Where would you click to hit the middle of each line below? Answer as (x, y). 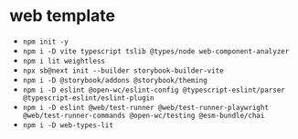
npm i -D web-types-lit (68, 125)
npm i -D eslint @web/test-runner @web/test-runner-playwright (146, 107)
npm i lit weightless (64, 61)
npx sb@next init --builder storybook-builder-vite (123, 70)
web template (63, 16)
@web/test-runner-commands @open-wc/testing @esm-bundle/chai (144, 115)
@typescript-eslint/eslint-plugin (88, 98)
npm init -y (45, 42)
